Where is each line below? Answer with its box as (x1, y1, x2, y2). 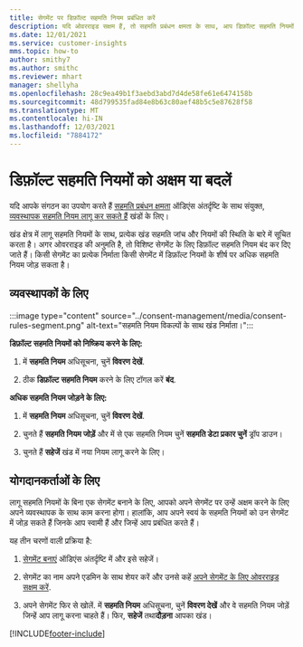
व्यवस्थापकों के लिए (9, 286, 89, 301)
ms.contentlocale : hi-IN (9, 114, 103, 123)
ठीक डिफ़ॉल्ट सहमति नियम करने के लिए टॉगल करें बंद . (22, 374, 176, 385)
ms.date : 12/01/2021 (9, 30, 88, 39)
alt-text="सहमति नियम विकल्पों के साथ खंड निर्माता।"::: (86, 319, 254, 330)
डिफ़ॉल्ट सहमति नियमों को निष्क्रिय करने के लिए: (9, 338, 143, 348)
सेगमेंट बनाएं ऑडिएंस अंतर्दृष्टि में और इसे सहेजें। (22, 554, 160, 565)
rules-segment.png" (9, 319, 85, 330)
